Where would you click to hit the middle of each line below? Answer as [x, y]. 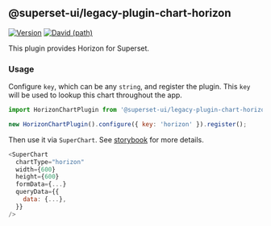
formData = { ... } [41, 184]
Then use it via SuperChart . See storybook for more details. [106, 139]
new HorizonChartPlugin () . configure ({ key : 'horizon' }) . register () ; [128, 124]
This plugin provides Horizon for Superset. [79, 48]
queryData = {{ [38, 192]
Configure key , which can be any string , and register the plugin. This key [129, 87]
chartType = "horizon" [50, 162]
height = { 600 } [38, 177]
